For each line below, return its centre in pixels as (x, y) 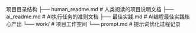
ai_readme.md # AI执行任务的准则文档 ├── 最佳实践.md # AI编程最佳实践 (95, 16)
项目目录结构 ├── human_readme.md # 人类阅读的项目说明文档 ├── (90, 9)
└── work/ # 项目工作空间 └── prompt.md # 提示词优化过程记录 (102, 24)
